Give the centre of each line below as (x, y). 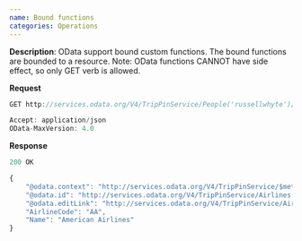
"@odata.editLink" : (62, 203)
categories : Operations (54, 26)
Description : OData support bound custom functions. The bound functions (148, 51)
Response (28, 146)
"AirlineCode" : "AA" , (66, 211)
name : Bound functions (52, 17)
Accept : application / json (58, 120)
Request (26, 88)
